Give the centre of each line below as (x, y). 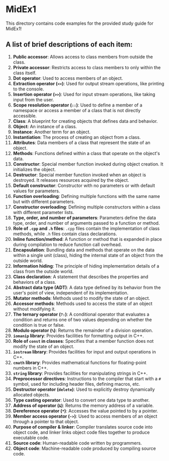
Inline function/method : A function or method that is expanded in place (88, 239)
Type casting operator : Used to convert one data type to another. (81, 400)
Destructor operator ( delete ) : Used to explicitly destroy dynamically (84, 389)
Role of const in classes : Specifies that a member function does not (83, 341)
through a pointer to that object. (46, 421)
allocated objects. (31, 394)
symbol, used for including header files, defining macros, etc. (76, 384)
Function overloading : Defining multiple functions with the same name (87, 196)
